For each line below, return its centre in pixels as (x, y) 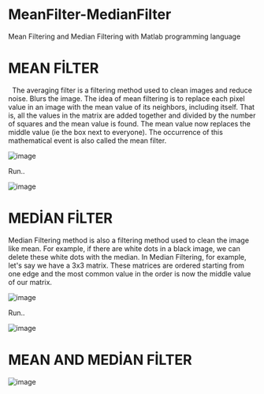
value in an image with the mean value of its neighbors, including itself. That (131, 107)
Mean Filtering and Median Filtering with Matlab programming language (125, 36)
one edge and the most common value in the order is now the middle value (130, 273)
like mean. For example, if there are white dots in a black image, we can (124, 248)
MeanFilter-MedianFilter (90, 15)
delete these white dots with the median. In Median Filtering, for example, (127, 257)
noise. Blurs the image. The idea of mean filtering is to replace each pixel (127, 98)
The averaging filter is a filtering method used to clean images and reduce (132, 90)
